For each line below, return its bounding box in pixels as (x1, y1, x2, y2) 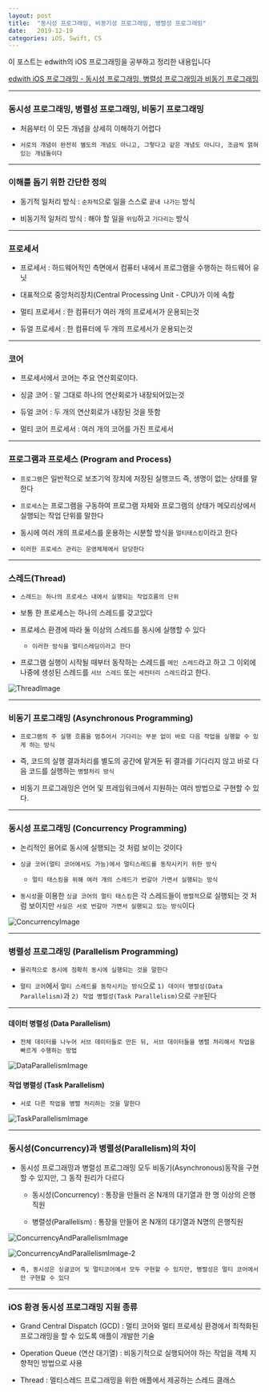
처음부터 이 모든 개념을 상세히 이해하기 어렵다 (19, 123, 162, 133)
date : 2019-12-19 (8, 26, 74, 34)
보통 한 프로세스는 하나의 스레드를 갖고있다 (19, 608, 154, 618)
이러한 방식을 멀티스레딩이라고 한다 (31, 643, 131, 651)
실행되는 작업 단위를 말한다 (19, 510, 104, 520)
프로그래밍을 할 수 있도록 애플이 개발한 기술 (19, 1331, 155, 1341)
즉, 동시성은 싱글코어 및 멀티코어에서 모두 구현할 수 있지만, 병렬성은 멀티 (19, 1265, 234, 1273)
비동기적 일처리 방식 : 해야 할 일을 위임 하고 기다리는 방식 (19, 213, 190, 223)
